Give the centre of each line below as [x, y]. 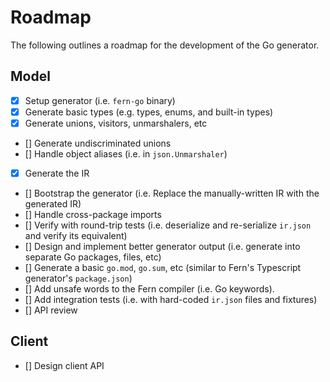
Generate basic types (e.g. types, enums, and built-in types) [149, 112]
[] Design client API [64, 365]
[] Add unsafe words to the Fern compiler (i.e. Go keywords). [149, 289]
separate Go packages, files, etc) [93, 257]
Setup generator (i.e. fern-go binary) [100, 100]
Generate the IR [57, 173]
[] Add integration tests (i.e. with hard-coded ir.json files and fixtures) [171, 299]
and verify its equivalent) [76, 235]
